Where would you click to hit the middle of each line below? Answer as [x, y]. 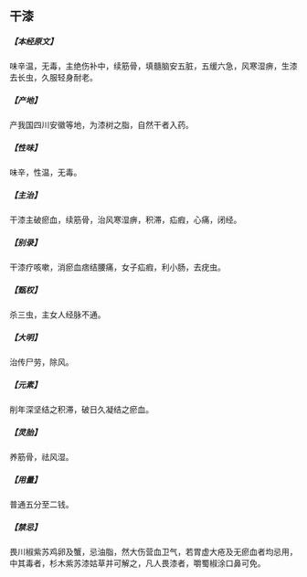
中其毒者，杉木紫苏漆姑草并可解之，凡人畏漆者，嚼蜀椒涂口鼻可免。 [138, 563]
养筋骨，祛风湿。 [42, 457]
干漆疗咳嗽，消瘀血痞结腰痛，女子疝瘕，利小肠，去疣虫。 [117, 267]
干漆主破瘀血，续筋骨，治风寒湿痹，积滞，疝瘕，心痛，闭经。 [126, 220]
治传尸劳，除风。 [42, 362]
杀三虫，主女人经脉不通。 [58, 315]
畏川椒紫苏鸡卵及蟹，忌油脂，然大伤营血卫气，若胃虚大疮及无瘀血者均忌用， [153, 552]
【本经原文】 [33, 41]
